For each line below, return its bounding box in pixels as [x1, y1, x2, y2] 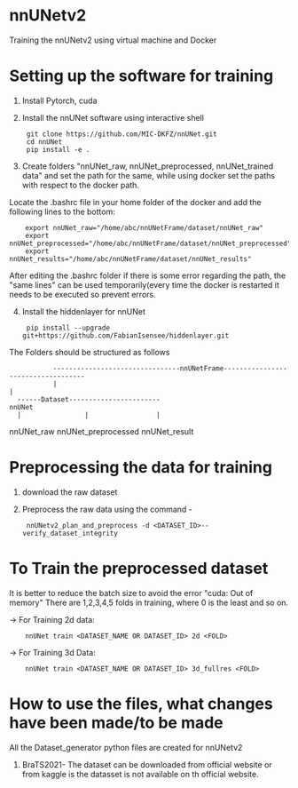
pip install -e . [26, 145, 90, 154]
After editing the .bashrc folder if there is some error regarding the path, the [9, 270, 286, 281]
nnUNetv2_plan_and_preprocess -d [26, 521, 150, 529]
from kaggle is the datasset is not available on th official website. [21, 768, 259, 779]
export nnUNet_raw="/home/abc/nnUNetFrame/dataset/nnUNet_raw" [25, 223, 264, 232]
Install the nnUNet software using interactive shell [21, 112, 204, 123]
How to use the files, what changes [9, 694, 273, 713]
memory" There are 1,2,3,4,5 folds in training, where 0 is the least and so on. [9, 597, 289, 608]
